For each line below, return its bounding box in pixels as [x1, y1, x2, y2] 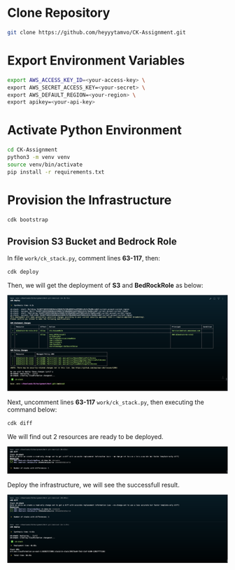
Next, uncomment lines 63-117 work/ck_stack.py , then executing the [7, 398, 204, 406]
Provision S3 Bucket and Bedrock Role [7, 235, 177, 247]
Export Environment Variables [7, 53, 185, 68]
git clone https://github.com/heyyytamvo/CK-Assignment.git [7, 29, 187, 36]
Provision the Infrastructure [7, 192, 172, 208]
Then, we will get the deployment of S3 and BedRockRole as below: [7, 281, 204, 290]
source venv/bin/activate [7, 161, 83, 168]
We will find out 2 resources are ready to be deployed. [7, 432, 164, 440]
